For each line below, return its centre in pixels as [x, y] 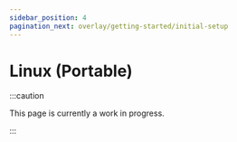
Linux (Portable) [71, 71]
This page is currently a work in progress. [87, 113]
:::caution [27, 96]
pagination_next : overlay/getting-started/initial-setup [119, 26]
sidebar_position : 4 [48, 18]
